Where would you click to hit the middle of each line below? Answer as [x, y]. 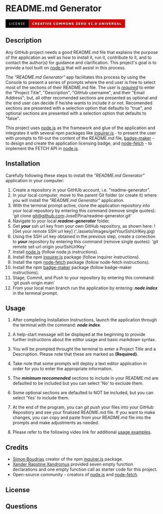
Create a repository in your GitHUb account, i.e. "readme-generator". [81, 190]
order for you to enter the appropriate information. [63, 369]
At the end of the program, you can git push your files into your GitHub [83, 407]
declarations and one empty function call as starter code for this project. [85, 469]
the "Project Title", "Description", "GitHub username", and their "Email [75, 92]
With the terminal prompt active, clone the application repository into [81, 205]
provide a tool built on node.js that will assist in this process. [66, 67]
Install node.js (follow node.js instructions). [55, 252]
